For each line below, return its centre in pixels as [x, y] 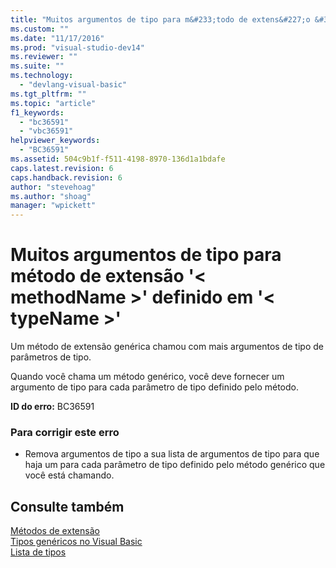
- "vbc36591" [46, 131]
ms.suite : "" [37, 66]
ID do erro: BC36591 [52, 407]
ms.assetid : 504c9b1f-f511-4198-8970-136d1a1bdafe [118, 159]
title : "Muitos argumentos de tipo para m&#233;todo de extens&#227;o [160, 19]
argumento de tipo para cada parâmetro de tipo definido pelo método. [155, 387]
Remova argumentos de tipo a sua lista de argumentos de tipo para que [172, 454]
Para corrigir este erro [65, 432]
